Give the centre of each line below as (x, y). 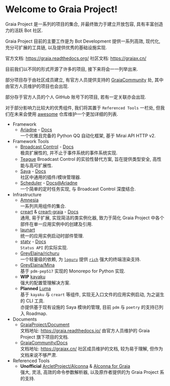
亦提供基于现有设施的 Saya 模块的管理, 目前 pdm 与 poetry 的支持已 (89, 307)
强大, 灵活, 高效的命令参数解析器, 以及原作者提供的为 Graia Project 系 (92, 372)
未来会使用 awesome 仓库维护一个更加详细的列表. (66, 114)
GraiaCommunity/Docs (44, 342)
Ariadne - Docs (36, 129)
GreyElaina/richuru (40, 253)
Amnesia (29, 200)
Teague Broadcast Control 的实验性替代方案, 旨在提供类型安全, (86, 159)
